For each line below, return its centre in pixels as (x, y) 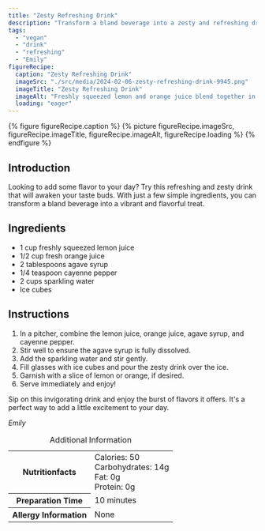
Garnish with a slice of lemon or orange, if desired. (102, 375)
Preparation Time (49, 501)
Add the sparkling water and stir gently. (84, 358)
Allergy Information (50, 515)
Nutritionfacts (49, 473)
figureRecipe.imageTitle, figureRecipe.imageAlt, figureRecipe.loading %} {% (132, 134)
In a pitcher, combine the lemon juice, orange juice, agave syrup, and (132, 333)
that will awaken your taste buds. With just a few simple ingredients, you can (132, 195)
